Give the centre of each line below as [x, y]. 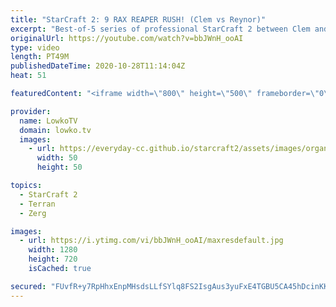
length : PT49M [40, 57]
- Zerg [33, 213]
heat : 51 [28, 76]
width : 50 [57, 158]
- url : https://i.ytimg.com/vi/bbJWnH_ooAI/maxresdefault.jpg [151, 241]
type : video [35, 47]
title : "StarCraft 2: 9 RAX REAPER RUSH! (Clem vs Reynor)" [138, 19]
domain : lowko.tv [55, 130]
